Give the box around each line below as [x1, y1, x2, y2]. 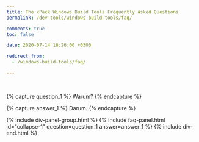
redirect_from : [6, 53, 45, 60]
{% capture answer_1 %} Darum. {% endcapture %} [6, 104, 136, 112]
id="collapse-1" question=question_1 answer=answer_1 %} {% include [6, 122, 182, 130]
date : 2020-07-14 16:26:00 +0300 [6, 42, 92, 49]
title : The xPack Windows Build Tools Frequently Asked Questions [6, 9, 179, 15]
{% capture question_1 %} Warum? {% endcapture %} [6, 93, 142, 100]
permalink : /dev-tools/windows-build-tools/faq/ [6, 15, 132, 21]
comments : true [6, 26, 45, 32]
